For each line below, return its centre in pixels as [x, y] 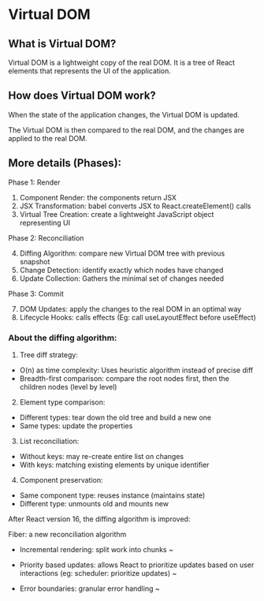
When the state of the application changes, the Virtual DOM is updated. [124, 114]
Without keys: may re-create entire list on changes [102, 456]
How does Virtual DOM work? [82, 96]
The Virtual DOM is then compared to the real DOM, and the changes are [126, 130]
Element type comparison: [62, 402]
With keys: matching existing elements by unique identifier [114, 465]
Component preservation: [61, 480]
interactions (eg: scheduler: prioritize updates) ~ [98, 573]
